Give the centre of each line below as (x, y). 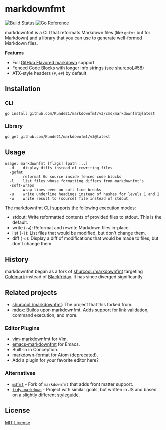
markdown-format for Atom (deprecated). (55, 355)
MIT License (18, 422)
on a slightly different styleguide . (46, 395)
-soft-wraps (22, 186)
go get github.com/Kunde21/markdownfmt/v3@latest (58, 136)
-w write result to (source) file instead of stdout (69, 199)
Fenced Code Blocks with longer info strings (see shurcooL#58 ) (78, 68)
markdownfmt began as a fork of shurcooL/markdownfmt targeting (74, 272)
